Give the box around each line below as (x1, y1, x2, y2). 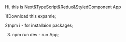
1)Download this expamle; (5, 13, 56, 19)
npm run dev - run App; (12, 32, 59, 37)
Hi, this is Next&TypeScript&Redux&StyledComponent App (5, 4, 122, 10)
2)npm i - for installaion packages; (5, 22, 73, 28)
